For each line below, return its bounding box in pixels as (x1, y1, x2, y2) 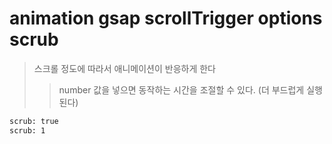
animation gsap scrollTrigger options (9, 7, 323, 30)
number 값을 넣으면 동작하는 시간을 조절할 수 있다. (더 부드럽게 (58, 83, 305, 96)
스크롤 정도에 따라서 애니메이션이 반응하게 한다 (33, 62, 216, 74)
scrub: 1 (9, 125, 46, 136)
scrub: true (9, 116, 59, 126)
